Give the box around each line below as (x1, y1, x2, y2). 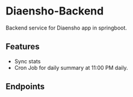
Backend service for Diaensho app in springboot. (5, 24, 128, 31)
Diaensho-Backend (5, 4, 104, 18)
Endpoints (5, 81, 45, 92)
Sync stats (14, 57, 41, 64)
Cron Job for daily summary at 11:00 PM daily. (14, 64, 128, 71)
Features (5, 42, 40, 52)
